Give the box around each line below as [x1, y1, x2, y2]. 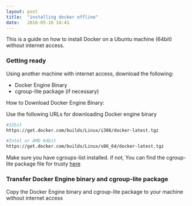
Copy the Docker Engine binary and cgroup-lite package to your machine [6, 188, 183, 195]
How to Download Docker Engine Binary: [6, 99, 105, 106]
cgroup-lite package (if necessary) [14, 88, 99, 95]
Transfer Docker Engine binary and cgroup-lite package [6, 175, 169, 183]
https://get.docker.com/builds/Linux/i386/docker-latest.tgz [6, 127, 159, 133]
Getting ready [6, 57, 46, 65]
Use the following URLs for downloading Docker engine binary [6, 110, 157, 118]
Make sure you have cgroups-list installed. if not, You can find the [6, 154, 166, 161]
